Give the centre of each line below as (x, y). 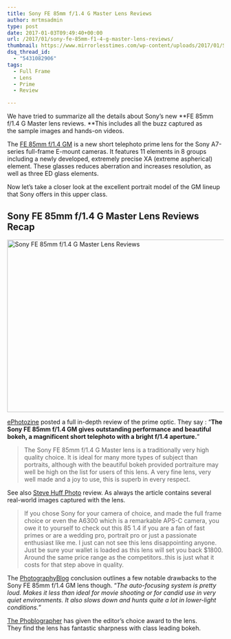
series (16, 152)
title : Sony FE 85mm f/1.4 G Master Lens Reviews (80, 13)
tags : (15, 65)
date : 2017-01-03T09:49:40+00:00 (55, 33)
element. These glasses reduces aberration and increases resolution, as (109, 166)
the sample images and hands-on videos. (66, 131)
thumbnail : (23, 46)
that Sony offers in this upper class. (57, 195)
